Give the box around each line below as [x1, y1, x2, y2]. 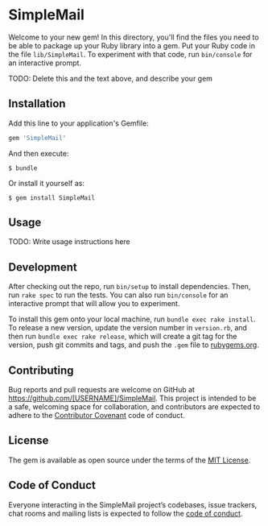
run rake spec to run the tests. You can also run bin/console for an [8, 290, 229, 300]
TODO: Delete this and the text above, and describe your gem [8, 73, 213, 83]
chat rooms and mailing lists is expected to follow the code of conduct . [8, 508, 243, 518]
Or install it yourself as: [8, 178, 85, 188]
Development [8, 260, 78, 274]
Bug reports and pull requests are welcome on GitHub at [8, 385, 196, 395]
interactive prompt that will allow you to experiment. [8, 299, 180, 309]
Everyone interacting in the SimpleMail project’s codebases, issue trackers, [8, 499, 258, 509]
